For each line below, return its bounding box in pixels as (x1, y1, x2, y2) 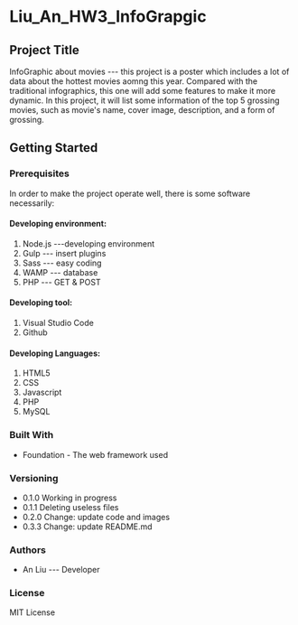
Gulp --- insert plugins (22, 247, 107, 258)
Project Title (9, 42, 79, 58)
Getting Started (9, 140, 98, 155)
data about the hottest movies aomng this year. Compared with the (9, 76, 258, 87)
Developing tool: (9, 297, 73, 308)
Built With (9, 429, 54, 442)
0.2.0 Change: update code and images (22, 511, 170, 522)
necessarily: (9, 197, 55, 209)
